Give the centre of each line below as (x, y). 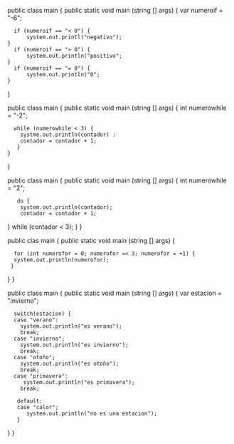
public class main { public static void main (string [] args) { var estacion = (115, 293)
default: (30, 401)
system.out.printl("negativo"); (74, 37)
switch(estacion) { (43, 314)
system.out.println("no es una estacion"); (92, 413)
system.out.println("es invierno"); (75, 345)
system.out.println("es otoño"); (70, 363)
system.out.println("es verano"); (71, 326)
